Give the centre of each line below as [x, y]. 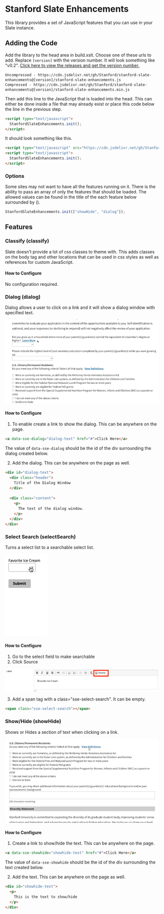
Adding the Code [31, 43]
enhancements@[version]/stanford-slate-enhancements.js [63, 80]
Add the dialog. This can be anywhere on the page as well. [71, 463]
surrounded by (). [23, 202]
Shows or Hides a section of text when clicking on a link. [62, 732]
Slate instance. [20, 27]
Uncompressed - [20, 75]
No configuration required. [32, 284]
